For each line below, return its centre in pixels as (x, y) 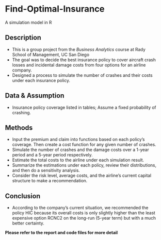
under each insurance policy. (41, 80)
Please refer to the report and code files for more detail (61, 233)
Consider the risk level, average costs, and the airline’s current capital (82, 175)
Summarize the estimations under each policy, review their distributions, (84, 165)
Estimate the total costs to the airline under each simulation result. (78, 160)
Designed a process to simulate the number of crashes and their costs (82, 75)
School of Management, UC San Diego (51, 54)
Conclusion (23, 196)
